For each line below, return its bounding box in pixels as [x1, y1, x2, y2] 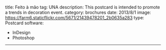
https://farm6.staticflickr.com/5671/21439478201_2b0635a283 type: [5, 15, 144, 20]
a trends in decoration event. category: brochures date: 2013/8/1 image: [5, 9, 152, 15]
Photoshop [12, 35, 35, 41]
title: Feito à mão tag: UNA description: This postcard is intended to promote [5, 4, 161, 10]
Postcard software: [5, 20, 44, 26]
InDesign [12, 30, 31, 35]
